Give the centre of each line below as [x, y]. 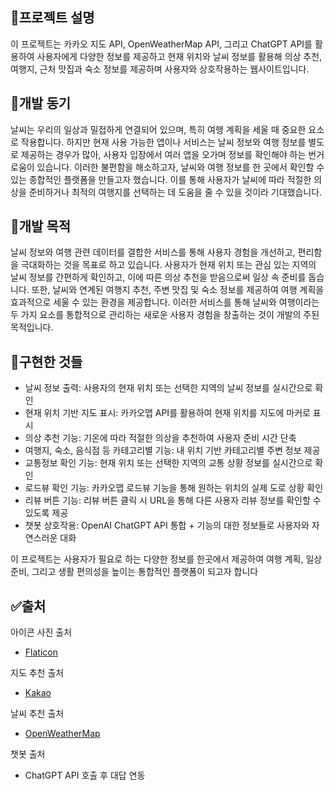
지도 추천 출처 [37, 673]
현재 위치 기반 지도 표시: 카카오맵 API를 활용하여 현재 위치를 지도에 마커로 [167, 413]
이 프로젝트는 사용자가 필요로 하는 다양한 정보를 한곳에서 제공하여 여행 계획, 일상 [166, 559]
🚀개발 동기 [41, 103]
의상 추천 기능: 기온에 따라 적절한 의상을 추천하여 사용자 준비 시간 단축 [160, 438]
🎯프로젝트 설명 [52, 18]
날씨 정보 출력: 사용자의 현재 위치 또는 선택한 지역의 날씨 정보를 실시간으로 [168, 388]
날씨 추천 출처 [37, 714]
